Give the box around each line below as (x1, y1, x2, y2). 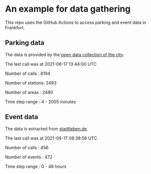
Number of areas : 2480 (5, 89, 53, 95)
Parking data (5, 39, 45, 47)
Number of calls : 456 (5, 144, 49, 150)
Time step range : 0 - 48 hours (5, 163, 67, 169)
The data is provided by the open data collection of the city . (5, 52, 125, 57)
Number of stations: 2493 (5, 80, 57, 86)
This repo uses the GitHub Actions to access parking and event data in (5, 19, 147, 25)
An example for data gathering (5, 3, 131, 15)
